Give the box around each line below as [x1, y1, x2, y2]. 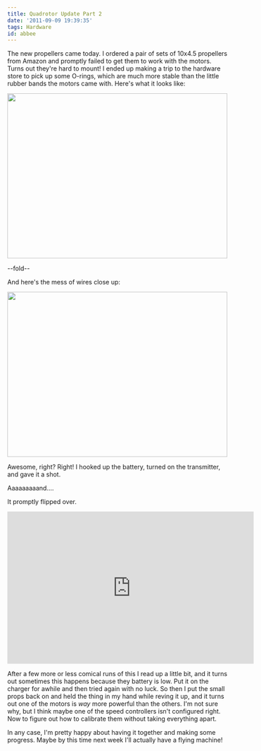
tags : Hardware [7, 23, 52, 30]
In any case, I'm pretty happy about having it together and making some [7, 728, 216, 737]
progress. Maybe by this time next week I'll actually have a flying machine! [7, 735, 223, 745]
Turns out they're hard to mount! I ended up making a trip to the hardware [7, 64, 221, 73]
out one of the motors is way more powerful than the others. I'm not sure [7, 699, 218, 708]
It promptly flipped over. [7, 498, 77, 506]
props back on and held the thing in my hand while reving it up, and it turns [7, 692, 224, 701]
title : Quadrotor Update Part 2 [7, 10, 102, 18]
